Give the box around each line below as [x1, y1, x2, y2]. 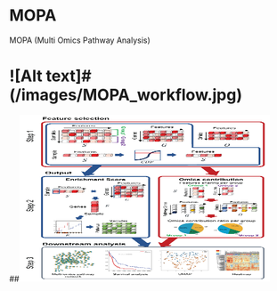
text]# [45, 66, 92, 86]
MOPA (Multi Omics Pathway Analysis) [9, 35, 151, 45]
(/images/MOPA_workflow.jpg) [9, 85, 243, 105]
